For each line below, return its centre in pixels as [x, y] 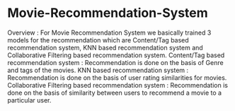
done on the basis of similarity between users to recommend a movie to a [114, 93]
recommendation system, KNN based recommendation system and [105, 47]
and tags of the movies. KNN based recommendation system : [98, 70]
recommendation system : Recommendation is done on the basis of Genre [116, 62]
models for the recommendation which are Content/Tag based [98, 40]
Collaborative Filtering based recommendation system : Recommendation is [118, 85]
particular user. [29, 100]
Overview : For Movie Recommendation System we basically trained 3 [109, 33]
